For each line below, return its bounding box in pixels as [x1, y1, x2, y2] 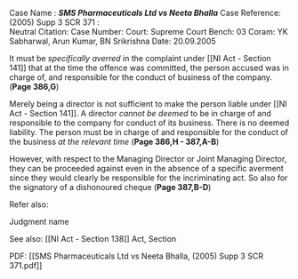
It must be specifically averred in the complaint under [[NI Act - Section [9, 53, 271, 63]
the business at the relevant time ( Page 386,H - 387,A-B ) [9, 137, 220, 147]
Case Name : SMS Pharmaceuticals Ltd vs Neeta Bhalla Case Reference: [9, 8, 282, 18]
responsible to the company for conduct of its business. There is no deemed [9, 117, 290, 128]
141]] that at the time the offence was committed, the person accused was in [9, 62, 289, 73]
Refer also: [9, 199, 49, 210]
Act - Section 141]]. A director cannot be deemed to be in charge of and [9, 108, 271, 118]
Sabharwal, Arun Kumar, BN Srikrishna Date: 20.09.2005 [9, 36, 216, 46]
